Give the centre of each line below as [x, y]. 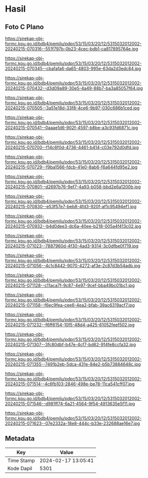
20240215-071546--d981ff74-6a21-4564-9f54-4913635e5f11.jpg [70, 404]
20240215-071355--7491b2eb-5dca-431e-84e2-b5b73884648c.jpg [73, 364]
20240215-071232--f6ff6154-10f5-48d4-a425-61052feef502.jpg [70, 325]
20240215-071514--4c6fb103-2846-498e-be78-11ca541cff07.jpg [70, 384]
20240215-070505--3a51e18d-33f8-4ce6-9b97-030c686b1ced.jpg [72, 108]
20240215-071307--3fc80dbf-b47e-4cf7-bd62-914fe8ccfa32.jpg [71, 345]
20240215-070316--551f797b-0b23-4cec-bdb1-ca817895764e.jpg [72, 49]
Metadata [20, 438]
